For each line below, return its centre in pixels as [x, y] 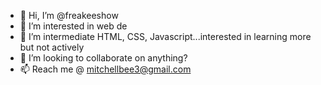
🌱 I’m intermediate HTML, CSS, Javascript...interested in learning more [165, 36]
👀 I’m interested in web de [73, 26]
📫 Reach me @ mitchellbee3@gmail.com [105, 69]
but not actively [52, 47]
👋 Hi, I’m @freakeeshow [69, 15]
